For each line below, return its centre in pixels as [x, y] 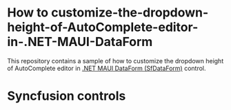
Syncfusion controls [67, 96]
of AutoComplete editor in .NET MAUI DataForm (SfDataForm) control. [107, 68]
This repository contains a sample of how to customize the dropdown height [115, 60]
